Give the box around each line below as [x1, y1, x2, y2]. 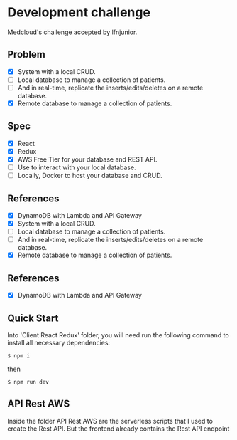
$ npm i [7, 352, 31, 360]
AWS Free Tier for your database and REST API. [17, 154, 158, 164]
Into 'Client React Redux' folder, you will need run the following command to [7, 330, 229, 339]
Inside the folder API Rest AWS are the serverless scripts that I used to [7, 417, 213, 425]
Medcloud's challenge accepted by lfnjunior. [7, 28, 138, 36]
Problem [7, 48, 46, 61]
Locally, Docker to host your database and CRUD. [17, 172, 163, 180]
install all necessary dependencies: [7, 338, 111, 347]
